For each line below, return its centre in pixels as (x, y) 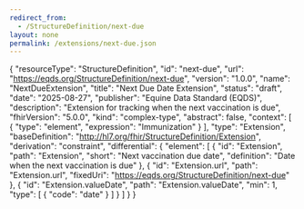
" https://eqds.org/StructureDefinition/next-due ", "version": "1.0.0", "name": (150, 79)
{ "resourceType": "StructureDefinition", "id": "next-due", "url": (127, 69)
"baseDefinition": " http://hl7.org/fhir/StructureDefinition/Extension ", (135, 136)
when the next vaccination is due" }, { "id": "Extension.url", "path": (134, 165)
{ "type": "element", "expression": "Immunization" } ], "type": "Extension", (147, 127)
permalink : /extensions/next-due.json (83, 43)
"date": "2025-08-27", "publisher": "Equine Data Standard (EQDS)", (136, 98)
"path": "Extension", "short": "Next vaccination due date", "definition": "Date (152, 156)
